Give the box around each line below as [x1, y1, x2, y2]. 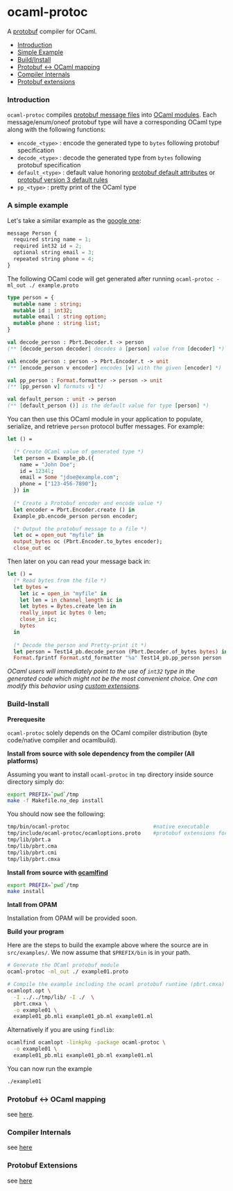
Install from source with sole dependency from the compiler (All [7, 749, 195, 758]
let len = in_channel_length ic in [19, 597, 123, 603]
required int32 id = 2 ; [13, 242, 82, 250]
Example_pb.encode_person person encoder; [13, 513, 138, 519]
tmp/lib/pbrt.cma [7, 842, 58, 849]
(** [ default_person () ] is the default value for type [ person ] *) [7, 402, 209, 410]
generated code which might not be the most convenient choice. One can [7, 674, 218, 683]
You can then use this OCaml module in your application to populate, [7, 415, 203, 424]
